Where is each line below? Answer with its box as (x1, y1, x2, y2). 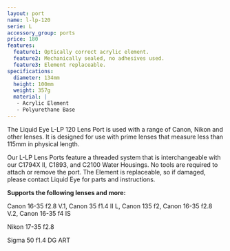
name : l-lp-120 (7, 17, 51, 23)
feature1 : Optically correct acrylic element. (13, 49, 149, 56)
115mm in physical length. (7, 139, 80, 148)
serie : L (7, 23, 32, 30)
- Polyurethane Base (16, 106, 76, 113)
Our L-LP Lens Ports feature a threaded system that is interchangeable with (7, 153, 222, 161)
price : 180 (7, 36, 39, 43)
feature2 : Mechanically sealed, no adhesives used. (13, 55, 165, 62)
